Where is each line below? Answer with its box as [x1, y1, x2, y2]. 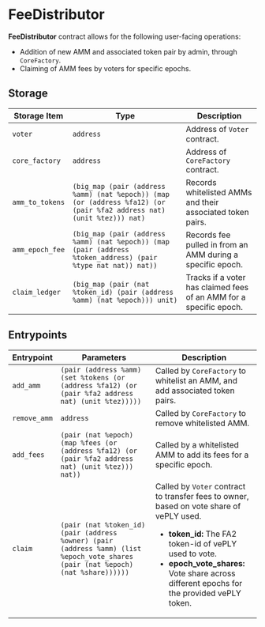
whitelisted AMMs [185, 187, 252, 198]
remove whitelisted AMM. [155, 417, 250, 429]
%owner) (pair [60, 536, 114, 545]
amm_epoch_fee [12, 245, 65, 254]
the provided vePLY [168, 587, 242, 599]
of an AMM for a [185, 291, 246, 302]
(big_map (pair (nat [72, 279, 150, 289]
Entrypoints [8, 328, 68, 342]
